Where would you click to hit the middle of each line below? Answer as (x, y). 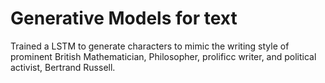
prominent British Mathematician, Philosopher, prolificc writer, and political (163, 56)
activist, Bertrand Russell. (63, 67)
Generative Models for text (124, 18)
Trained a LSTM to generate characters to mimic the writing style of (150, 46)
